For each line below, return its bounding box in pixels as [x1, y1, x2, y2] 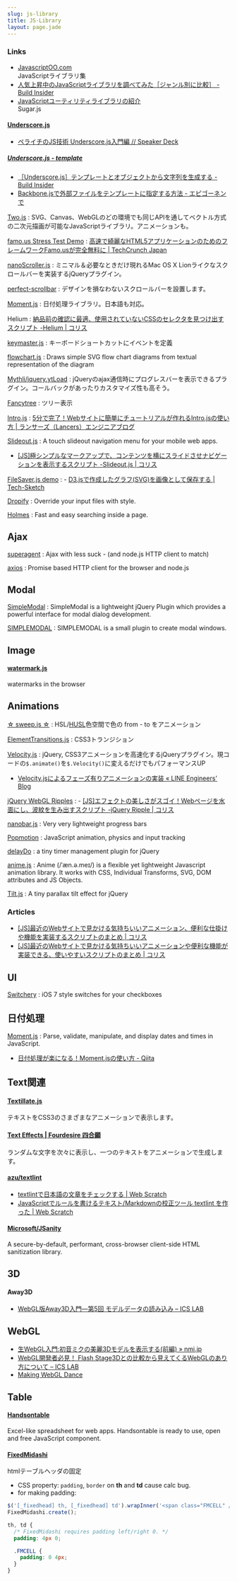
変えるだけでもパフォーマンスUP [110, 758, 206, 768]
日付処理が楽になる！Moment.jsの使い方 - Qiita [17, 1053, 155, 1062]
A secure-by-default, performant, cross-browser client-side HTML [7, 1240, 200, 1249]
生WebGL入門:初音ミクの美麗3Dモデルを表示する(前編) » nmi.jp [17, 1345, 202, 1353]
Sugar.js [17, 104, 42, 113]
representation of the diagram [7, 360, 95, 369]
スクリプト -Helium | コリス [7, 323, 87, 332]
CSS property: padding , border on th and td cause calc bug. [17, 1481, 191, 1490]
